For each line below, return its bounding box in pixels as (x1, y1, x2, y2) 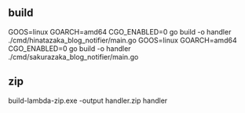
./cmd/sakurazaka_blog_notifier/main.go (8, 52, 139, 61)
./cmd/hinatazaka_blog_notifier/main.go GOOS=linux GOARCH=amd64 (8, 35, 237, 45)
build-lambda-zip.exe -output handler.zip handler (8, 96, 168, 105)
